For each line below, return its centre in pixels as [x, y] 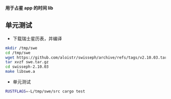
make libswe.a [20, 72]
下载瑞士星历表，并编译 [37, 38]
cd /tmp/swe [18, 53]
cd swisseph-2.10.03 [27, 67]
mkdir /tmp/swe [21, 48]
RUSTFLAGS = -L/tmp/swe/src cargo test [45, 91]
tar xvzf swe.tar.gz [27, 62]
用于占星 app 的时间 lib [29, 8]
